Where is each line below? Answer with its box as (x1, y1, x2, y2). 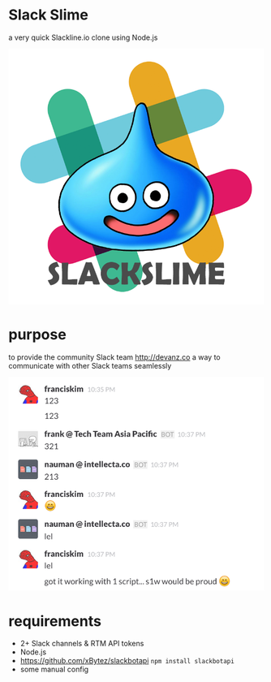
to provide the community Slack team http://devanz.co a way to (8, 352, 221, 362)
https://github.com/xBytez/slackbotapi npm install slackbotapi (19, 656, 235, 666)
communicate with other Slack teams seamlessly (8, 360, 172, 370)
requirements (8, 611, 101, 630)
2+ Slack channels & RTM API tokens (19, 639, 144, 649)
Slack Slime (8, 6, 89, 24)
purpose (8, 326, 67, 344)
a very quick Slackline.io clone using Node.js (8, 32, 158, 42)
